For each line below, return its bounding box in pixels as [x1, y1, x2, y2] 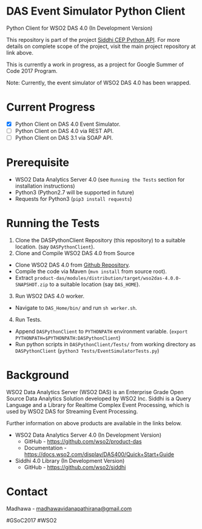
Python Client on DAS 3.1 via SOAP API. [15, 134, 113, 141]
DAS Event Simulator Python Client [6, 4, 186, 18]
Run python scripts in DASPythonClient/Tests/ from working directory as [15, 340, 196, 347]
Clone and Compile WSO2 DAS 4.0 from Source [15, 249, 135, 256]
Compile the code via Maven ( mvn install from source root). [15, 267, 167, 275]
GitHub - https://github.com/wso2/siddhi [24, 463, 126, 471]
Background [6, 369, 69, 382]
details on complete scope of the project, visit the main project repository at [6, 43, 196, 50]
